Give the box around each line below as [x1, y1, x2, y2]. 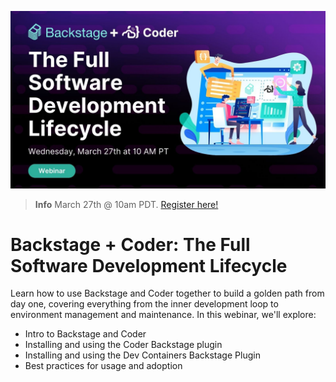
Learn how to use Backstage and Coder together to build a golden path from [10, 287, 325, 300]
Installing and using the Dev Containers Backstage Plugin [24, 349, 261, 361]
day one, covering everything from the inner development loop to [10, 298, 279, 310]
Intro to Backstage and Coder [24, 328, 147, 340]
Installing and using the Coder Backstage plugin [24, 339, 223, 351]
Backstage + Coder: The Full [10, 233, 251, 256]
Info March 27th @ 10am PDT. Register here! [34, 198, 219, 210]
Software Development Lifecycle [10, 254, 288, 277]
